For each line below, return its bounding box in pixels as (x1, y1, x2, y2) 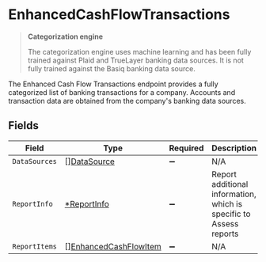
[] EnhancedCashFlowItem (64, 241, 162, 252)
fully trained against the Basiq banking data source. (27, 63, 196, 73)
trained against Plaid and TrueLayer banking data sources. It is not (27, 55, 244, 65)
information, (211, 188, 257, 199)
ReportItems (12, 241, 58, 251)
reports (211, 228, 239, 239)
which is (211, 198, 243, 209)
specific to (211, 208, 251, 219)
